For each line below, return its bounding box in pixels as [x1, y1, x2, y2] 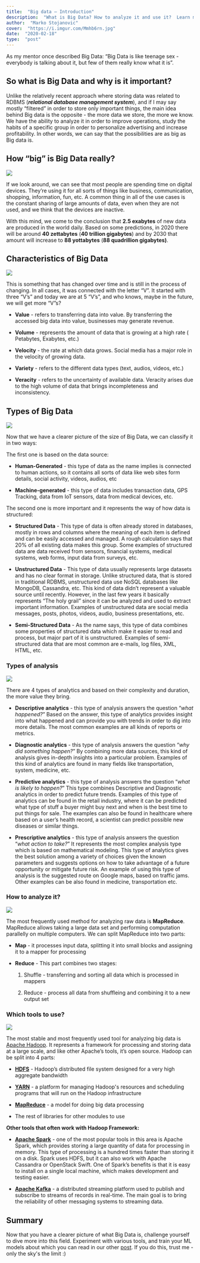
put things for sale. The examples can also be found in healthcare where [14, 809, 193, 816]
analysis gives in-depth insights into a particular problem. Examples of [14, 754, 187, 761]
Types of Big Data [6, 406, 73, 416]
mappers [23, 977, 46, 984]
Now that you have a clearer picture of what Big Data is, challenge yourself [6, 1231, 190, 1238]
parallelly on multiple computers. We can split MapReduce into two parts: [6, 930, 186, 937]
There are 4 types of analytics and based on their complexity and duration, [6, 686, 190, 694]
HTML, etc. [14, 647, 43, 654]
